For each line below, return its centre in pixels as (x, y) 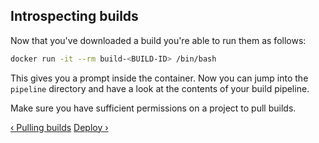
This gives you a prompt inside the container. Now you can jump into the (159, 78)
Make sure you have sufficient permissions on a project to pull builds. (153, 108)
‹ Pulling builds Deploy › (59, 127)
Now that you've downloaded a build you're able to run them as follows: (158, 40)
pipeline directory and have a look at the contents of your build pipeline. (160, 88)
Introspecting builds (74, 16)
